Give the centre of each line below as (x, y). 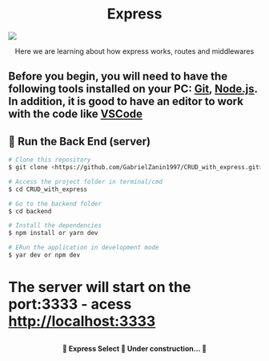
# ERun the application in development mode (84, 248)
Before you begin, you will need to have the (118, 77)
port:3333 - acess (70, 304)
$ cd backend (30, 211)
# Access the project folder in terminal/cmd (85, 181)
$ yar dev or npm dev (44, 255)
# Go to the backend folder (55, 204)
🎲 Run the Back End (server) (79, 141)
